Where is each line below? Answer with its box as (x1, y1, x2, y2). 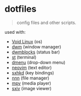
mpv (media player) (11, 80, 52, 86)
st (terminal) (11, 54, 37, 60)
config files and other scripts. (16, 20, 77, 25)
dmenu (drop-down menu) (11, 59, 66, 65)
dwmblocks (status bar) (11, 49, 60, 55)
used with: (4, 29, 26, 35)
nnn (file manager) (11, 75, 50, 81)
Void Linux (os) (11, 38, 43, 45)
